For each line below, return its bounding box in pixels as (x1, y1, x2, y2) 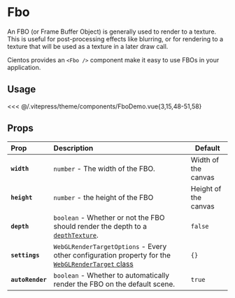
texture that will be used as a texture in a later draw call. (7, 42, 169, 50)
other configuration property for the (53, 250, 171, 260)
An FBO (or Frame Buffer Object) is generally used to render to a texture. (7, 27, 217, 36)
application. (7, 63, 41, 71)
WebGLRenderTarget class (53, 259, 134, 269)
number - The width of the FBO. (53, 164, 155, 173)
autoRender (10, 276, 47, 283)
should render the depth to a (53, 221, 147, 231)
